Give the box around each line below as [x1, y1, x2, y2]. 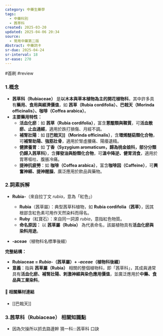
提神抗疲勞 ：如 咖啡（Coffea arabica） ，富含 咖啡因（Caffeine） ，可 [19, 162, 154, 168]
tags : [5, 12, 16, 16]
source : [5, 34, 21, 39]
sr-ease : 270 [5, 57, 32, 61]
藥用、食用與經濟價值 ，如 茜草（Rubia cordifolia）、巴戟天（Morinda [16, 102, 154, 107]
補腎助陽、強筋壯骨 [23, 138, 62, 144]
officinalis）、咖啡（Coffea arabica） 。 [12, 107, 89, 114]
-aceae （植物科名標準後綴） [12, 238, 69, 244]
